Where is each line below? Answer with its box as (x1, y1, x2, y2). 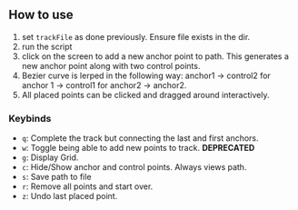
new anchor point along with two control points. (21, 60, 201, 71)
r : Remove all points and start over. (21, 181, 154, 192)
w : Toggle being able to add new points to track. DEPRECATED (21, 143, 255, 154)
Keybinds (8, 112, 52, 125)
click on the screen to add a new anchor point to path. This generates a (21, 50, 290, 62)
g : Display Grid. (21, 152, 79, 163)
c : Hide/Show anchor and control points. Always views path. (21, 162, 247, 173)
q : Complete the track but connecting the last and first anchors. (21, 133, 260, 144)
